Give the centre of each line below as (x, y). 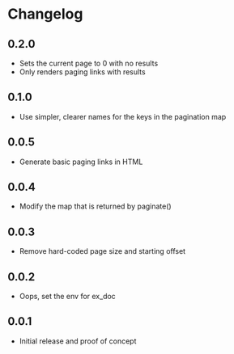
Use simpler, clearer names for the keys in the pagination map (123, 116)
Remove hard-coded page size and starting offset (102, 251)
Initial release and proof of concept (78, 341)
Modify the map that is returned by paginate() (95, 206)
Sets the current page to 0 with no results (89, 63)
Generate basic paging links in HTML (81, 162)
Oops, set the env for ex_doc (68, 297)
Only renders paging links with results (83, 72)
